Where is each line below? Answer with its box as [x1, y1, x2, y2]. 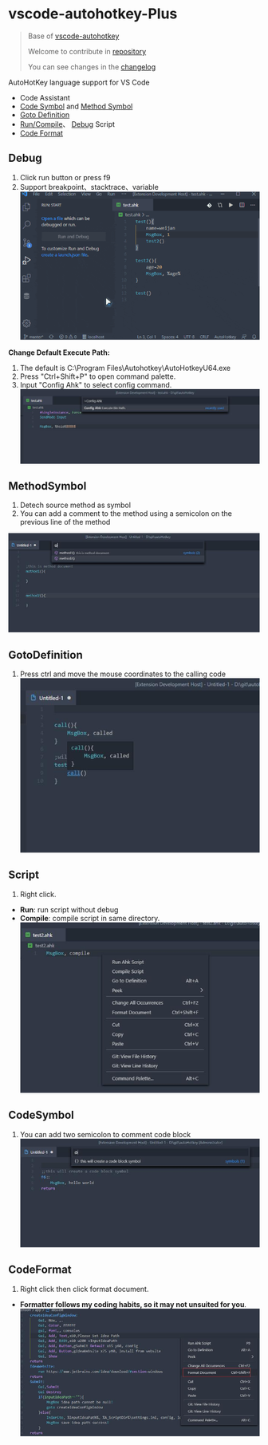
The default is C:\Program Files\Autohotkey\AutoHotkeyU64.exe [19, 363, 231, 372]
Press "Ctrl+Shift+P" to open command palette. [19, 372, 176, 381]
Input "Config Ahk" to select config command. [19, 380, 172, 389]
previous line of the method [19, 518, 111, 527]
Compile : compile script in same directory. [19, 913, 160, 923]
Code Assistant [19, 93, 70, 102]
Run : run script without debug [19, 904, 119, 914]
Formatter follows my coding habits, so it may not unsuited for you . [19, 1299, 247, 1309]
